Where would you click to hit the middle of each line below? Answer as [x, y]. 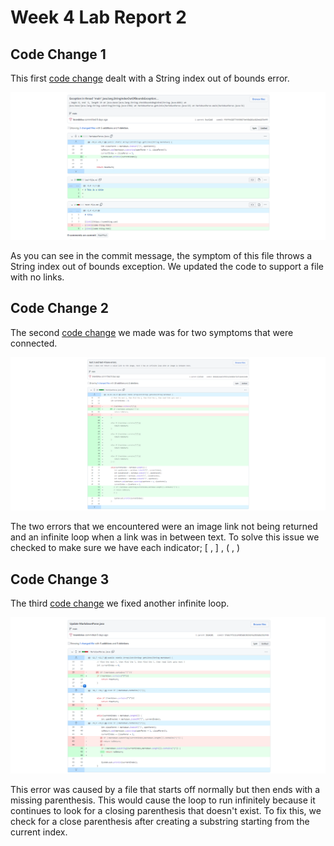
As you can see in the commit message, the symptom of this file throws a [161, 255]
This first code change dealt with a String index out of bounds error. [150, 78]
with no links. [37, 277]
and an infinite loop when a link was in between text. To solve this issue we [165, 537]
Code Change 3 [60, 579]
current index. [39, 832]
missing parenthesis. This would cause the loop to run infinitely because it [163, 800]
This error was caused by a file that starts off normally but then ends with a [165, 789]
